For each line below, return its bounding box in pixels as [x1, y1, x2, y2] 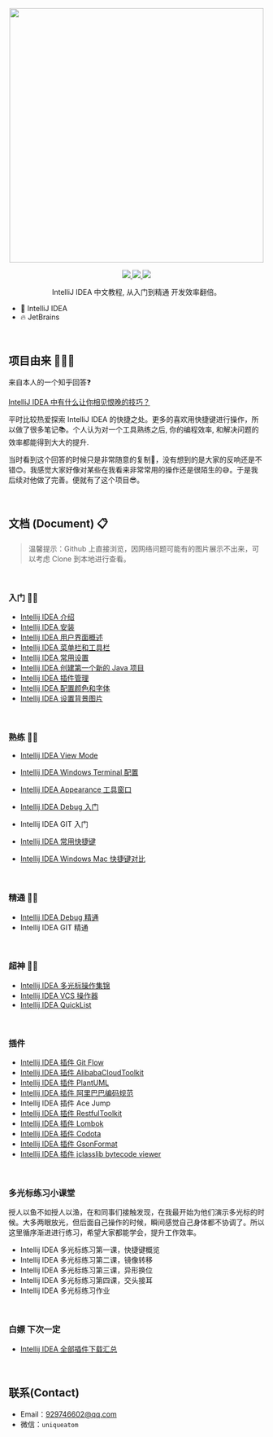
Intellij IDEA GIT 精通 [19, 922, 89, 932]
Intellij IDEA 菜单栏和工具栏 [19, 642, 110, 652]
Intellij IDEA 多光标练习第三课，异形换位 [19, 1265, 153, 1275]
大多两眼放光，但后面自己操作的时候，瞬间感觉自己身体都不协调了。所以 [22, 1218, 265, 1228]
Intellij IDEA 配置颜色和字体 [19, 683, 110, 692]
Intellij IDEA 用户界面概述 [19, 632, 103, 642]
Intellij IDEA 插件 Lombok [19, 1118, 104, 1128]
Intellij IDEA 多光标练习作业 [19, 1285, 110, 1295]
